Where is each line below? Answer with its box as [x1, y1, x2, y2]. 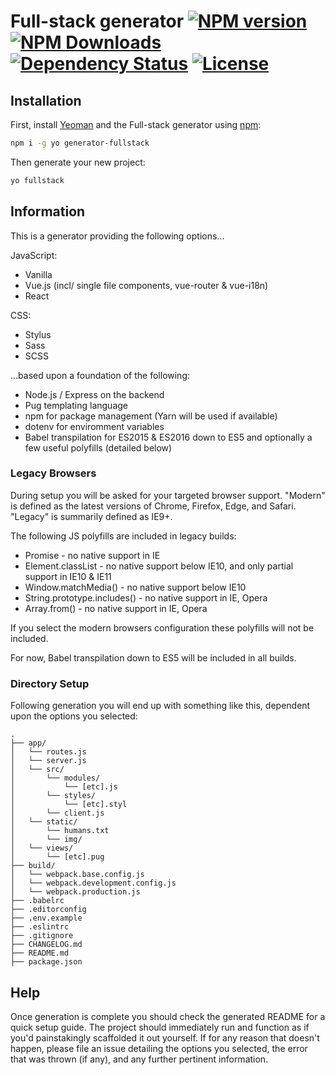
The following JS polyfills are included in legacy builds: [10, 530, 237, 542]
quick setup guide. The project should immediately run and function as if [10, 1021, 310, 1033]
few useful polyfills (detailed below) [24, 441, 173, 454]
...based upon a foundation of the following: [10, 369, 191, 381]
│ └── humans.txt [10, 826, 110, 836]
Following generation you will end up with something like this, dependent [10, 700, 311, 712]
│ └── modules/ [10, 773, 101, 784]
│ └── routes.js [10, 747, 87, 757]
